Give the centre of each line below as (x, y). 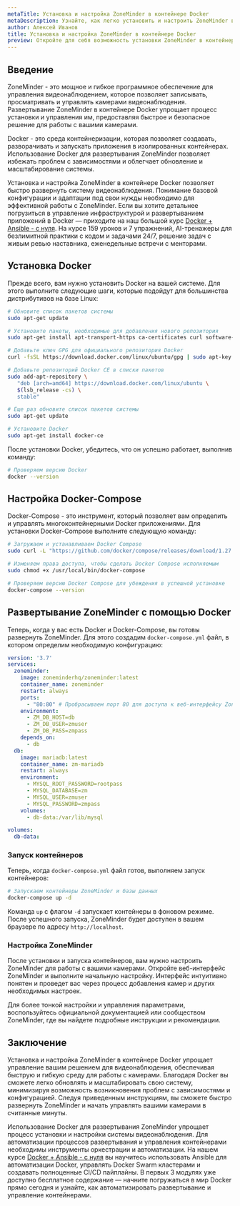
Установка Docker (49, 266)
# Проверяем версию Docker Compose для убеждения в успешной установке (116, 583)
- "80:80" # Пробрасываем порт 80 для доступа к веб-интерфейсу (124, 704)
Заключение (37, 1043)
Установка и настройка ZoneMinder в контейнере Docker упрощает (110, 1060)
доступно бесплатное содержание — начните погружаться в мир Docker (120, 1180)
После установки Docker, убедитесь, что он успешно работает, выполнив (120, 449)
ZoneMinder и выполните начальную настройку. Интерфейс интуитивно (117, 976)
